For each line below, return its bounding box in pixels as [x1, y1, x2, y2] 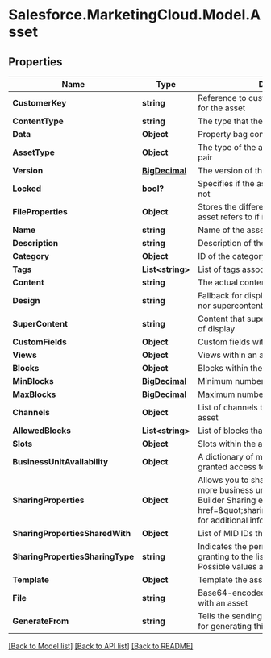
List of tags [197, 264, 240, 275]
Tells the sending [197, 610, 263, 622]
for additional [197, 514, 248, 526]
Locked [12, 183, 42, 194]
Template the [197, 574, 248, 585]
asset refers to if [197, 211, 260, 223]
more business [197, 485, 254, 495]
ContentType [12, 115, 65, 127]
